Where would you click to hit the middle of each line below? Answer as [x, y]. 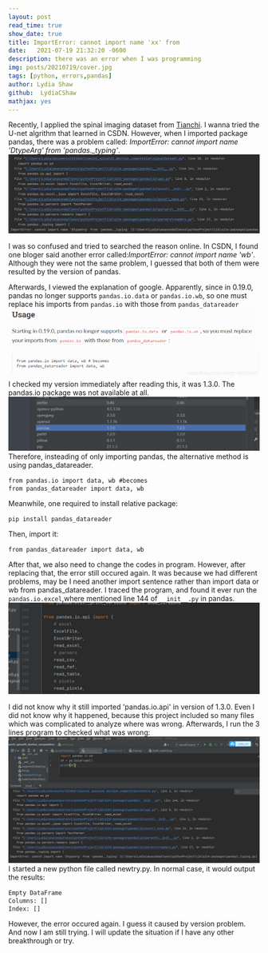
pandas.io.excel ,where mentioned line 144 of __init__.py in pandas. [122, 599]
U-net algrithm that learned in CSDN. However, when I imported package [128, 134]
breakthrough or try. [41, 940]
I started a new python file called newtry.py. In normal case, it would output [132, 868]
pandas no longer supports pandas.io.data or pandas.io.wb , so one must [128, 296]
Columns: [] [28, 901]
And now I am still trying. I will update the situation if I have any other [121, 932]
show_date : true [35, 34]
